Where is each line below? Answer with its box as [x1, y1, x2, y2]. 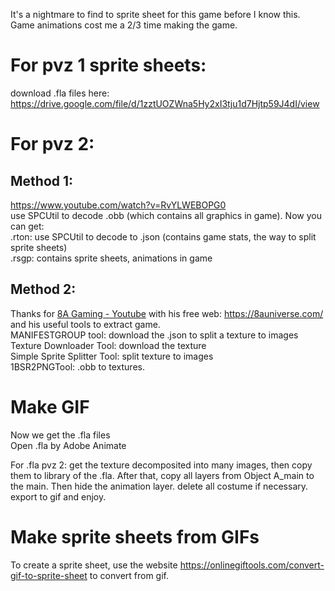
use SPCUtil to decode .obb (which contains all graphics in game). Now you [10, 209, 322, 221]
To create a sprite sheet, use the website [10, 559, 178, 571]
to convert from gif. [89, 569, 170, 581]
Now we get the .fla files [10, 429, 111, 441]
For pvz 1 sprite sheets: [10, 54, 207, 77]
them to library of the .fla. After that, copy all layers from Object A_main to [10, 469, 315, 481]
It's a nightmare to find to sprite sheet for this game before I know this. [10, 9, 301, 20]
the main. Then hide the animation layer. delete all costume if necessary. [10, 480, 309, 492]
